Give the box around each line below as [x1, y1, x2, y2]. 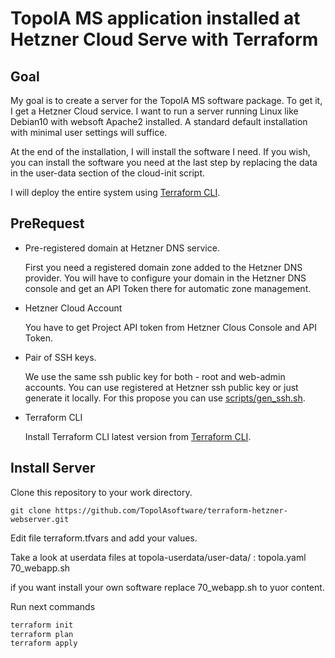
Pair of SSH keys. [24, 351, 97, 363]
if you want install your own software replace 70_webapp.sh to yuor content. [10, 581, 325, 593]
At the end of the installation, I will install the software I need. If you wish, [10, 146, 311, 157]
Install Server [10, 460, 96, 477]
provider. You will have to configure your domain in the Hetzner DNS [24, 272, 307, 284]
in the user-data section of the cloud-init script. [10, 167, 206, 179]
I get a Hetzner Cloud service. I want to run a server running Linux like [10, 105, 299, 117]
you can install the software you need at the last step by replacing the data [10, 157, 318, 168]
